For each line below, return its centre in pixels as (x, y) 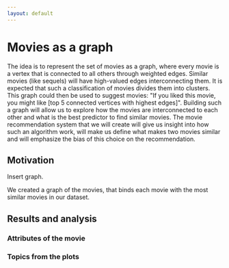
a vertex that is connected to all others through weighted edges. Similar (108, 73)
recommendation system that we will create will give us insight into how (108, 124)
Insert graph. (25, 177)
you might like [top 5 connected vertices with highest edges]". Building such (114, 103)
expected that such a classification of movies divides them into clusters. (109, 88)
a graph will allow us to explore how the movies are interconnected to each (113, 109)
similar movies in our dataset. (49, 197)
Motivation (31, 160)
